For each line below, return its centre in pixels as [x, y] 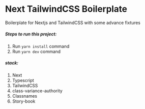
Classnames [25, 96]
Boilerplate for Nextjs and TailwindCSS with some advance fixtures [73, 23]
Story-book [24, 101]
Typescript [23, 80]
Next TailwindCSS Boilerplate [66, 9]
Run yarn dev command [36, 51]
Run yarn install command [41, 46]
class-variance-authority [37, 91]
